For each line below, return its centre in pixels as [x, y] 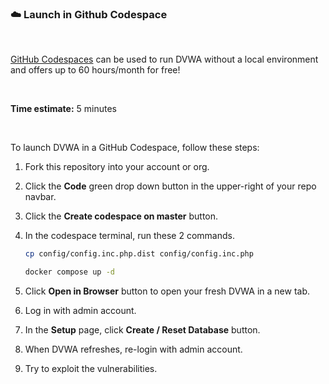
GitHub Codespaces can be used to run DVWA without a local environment [164, 59]
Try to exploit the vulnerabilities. [91, 369]
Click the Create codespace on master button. [121, 216]
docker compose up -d [69, 272]
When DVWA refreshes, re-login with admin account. [133, 349]
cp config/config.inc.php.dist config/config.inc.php [139, 254]
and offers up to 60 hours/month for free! [95, 70]
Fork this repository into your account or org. [117, 167]
